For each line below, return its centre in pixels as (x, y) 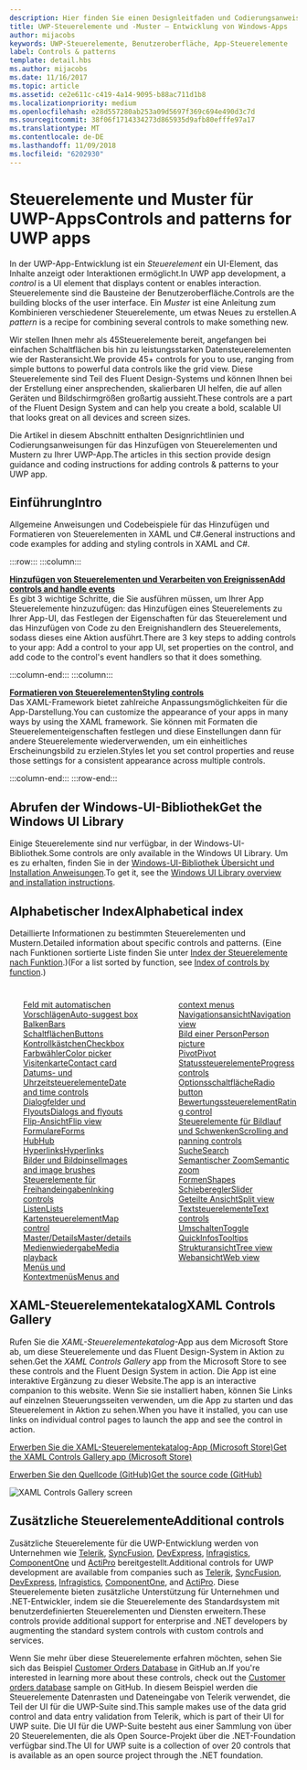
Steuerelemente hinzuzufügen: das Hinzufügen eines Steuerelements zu (146, 608)
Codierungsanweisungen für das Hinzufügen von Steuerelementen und (143, 445)
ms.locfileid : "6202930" (57, 154)
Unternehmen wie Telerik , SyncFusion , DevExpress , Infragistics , (130, 1552)
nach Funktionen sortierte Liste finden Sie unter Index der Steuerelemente (148, 953)
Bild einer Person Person (223, 1034)
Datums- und (48, 1073)
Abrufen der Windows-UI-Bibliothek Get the (136, 807)
